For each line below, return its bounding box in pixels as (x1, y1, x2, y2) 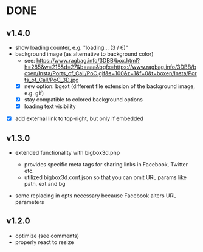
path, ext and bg (24, 180, 66, 188)
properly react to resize (15, 238, 74, 246)
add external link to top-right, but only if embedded (15, 115, 144, 122)
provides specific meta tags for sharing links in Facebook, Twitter (24, 161, 188, 168)
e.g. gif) (24, 89, 44, 97)
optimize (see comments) (15, 232, 80, 239)
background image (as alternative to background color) (15, 50, 154, 58)
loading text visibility (24, 103, 76, 110)
